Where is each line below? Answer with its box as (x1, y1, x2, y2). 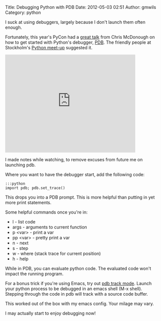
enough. (5, 24, 22, 30)
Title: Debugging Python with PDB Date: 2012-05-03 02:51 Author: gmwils (5, 4, 157, 10)
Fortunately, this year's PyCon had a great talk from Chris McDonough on (5, 34, 155, 40)
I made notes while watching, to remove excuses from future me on (5, 157, 143, 162)
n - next (12, 240, 29, 246)
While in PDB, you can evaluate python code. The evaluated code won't (5, 266, 152, 271)
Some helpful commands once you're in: (5, 209, 88, 215)
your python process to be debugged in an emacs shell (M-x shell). (5, 286, 143, 292)
